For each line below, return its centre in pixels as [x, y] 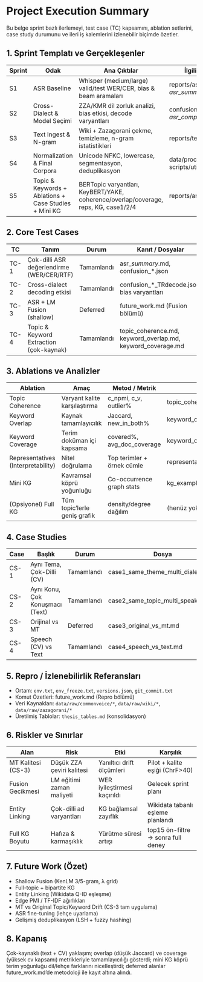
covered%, [123, 437]
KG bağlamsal [118, 808]
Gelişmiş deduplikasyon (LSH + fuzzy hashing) [73, 920]
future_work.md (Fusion [153, 306]
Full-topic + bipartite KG [45, 888]
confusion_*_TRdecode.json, [161, 285]
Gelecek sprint [168, 783]
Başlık [46, 554]
